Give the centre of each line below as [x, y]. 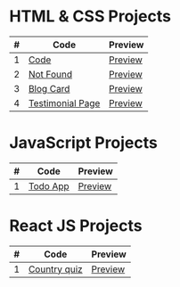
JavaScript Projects [83, 143]
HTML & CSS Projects [90, 16]
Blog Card [49, 88]
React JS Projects [76, 226]
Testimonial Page [64, 102]
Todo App [49, 186]
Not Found [50, 74]
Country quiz [55, 269]
